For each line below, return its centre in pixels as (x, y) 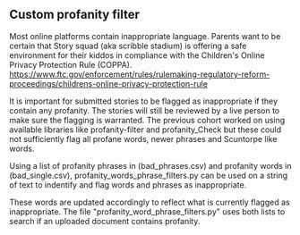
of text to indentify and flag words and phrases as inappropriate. (128, 185)
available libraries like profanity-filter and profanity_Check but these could (146, 130)
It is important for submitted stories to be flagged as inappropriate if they (144, 101)
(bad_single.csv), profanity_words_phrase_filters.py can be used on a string (149, 175)
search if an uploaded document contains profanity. (105, 221)
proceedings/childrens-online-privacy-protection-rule (109, 83)
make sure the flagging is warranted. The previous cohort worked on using (147, 120)
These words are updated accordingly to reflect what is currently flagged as (150, 202)
